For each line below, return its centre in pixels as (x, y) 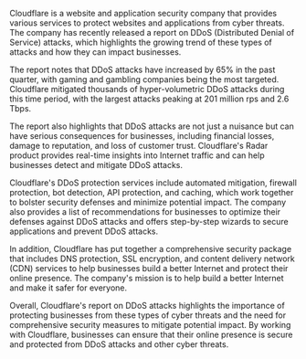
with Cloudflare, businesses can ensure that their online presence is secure (152, 334)
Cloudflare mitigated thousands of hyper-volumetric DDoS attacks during (147, 89)
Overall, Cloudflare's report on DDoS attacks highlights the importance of (147, 306)
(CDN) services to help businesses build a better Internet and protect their (149, 268)
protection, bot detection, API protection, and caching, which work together (152, 192)
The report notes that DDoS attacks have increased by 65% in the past (142, 69)
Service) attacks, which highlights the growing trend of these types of (141, 42)
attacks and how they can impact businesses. (95, 52)
